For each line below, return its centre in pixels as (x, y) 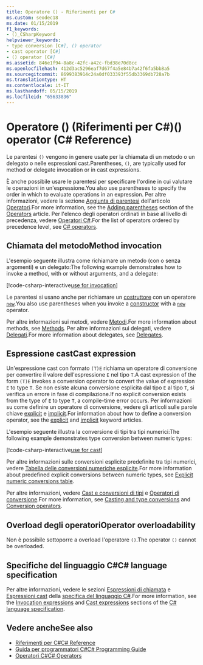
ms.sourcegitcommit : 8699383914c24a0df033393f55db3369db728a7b (88, 74)
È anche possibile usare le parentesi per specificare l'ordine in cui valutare (99, 181)
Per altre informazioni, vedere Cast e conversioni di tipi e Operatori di (93, 493)
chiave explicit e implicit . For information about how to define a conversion (99, 414)
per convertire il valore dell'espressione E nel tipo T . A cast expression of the (101, 375)
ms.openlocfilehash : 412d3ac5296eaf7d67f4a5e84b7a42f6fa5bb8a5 (88, 68)
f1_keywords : (23, 29)
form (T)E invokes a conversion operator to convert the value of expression (101, 381)
